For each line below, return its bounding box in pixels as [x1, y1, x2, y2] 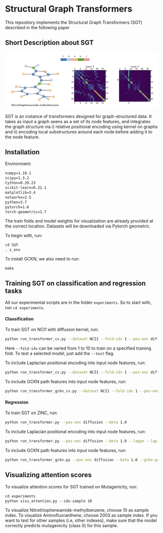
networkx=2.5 [5, 195, 32, 200]
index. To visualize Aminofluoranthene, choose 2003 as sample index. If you [5, 512, 158, 518]
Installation [5, 148, 40, 156]
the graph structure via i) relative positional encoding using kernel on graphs [5, 124, 158, 129]
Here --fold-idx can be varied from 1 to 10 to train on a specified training [5, 345, 151, 351]
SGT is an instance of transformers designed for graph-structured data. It [5, 113, 152, 119]
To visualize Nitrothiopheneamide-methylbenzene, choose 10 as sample [5, 507, 149, 513]
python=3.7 [5, 200, 27, 205]
